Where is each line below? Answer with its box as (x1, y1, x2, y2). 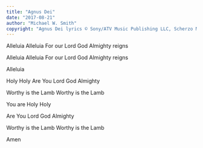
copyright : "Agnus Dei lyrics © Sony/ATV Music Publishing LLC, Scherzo (6, 25, 193, 32)
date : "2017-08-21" (6, 14, 56, 21)
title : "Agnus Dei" (6, 8, 56, 15)
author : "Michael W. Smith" (6, 20, 77, 26)
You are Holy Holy (6, 101, 51, 108)
